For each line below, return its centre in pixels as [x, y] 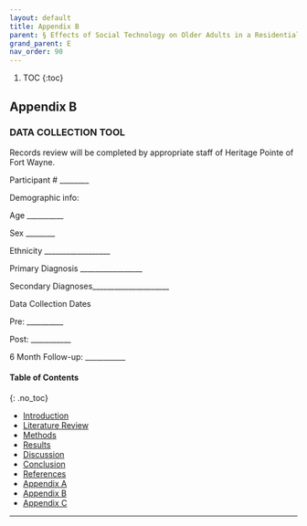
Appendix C [45, 503]
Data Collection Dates [50, 303]
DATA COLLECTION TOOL [68, 132]
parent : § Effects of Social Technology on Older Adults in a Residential [155, 35]
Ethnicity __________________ [60, 250]
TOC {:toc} [43, 78]
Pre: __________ [37, 321]
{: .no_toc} [29, 398]
